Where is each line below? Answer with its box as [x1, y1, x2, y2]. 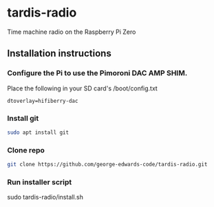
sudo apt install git [7, 129, 69, 136]
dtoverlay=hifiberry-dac [7, 97, 78, 104]
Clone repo [7, 145, 45, 155]
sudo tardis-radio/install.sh [7, 193, 84, 201]
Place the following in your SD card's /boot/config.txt [7, 84, 158, 92]
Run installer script [7, 177, 72, 187]
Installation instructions [7, 48, 111, 59]
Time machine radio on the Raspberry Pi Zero [7, 28, 136, 36]
